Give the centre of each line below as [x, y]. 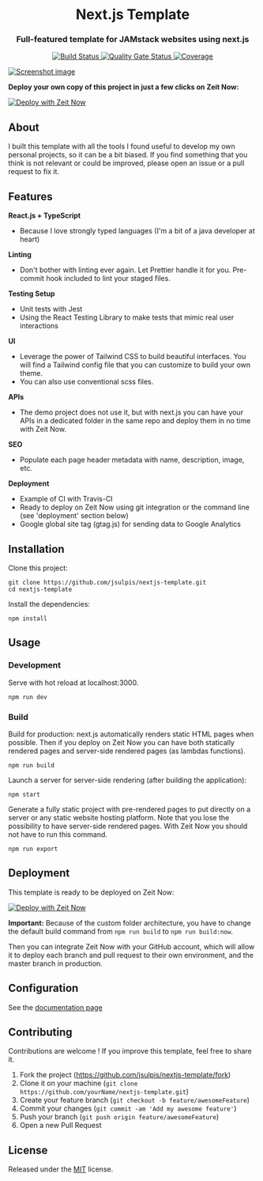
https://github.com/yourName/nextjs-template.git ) [104, 1092]
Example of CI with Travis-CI [66, 499]
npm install [28, 619]
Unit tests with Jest [51, 309]
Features [30, 197]
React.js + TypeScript [45, 216]
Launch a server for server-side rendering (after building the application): [128, 780]
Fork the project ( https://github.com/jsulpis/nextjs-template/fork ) [125, 1075]
